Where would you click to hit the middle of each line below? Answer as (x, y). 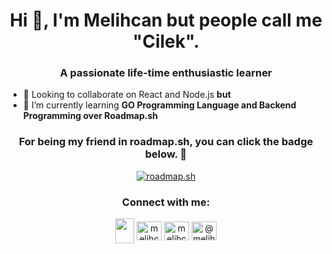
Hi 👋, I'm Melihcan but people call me (166, 20)
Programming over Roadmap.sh (90, 116)
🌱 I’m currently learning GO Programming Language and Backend (159, 105)
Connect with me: (166, 202)
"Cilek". (166, 41)
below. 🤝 (166, 154)
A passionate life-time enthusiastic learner (166, 73)
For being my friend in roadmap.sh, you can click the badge (166, 142)
